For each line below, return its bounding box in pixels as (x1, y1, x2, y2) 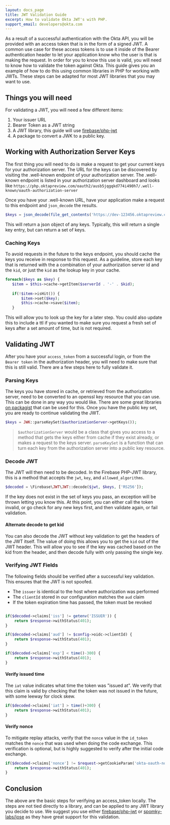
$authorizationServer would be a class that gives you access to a (17, 429, 155, 435)
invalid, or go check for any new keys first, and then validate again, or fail (5, 505, 158, 511)
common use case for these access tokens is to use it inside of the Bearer (5, 46, 159, 52)
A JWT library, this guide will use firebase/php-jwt (12, 127, 117, 134)
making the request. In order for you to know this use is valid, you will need (5, 57, 162, 63)
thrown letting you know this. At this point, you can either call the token (5, 499, 153, 505)
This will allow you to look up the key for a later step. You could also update (5, 314, 162, 320)
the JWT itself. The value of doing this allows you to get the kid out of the (5, 538, 158, 544)
